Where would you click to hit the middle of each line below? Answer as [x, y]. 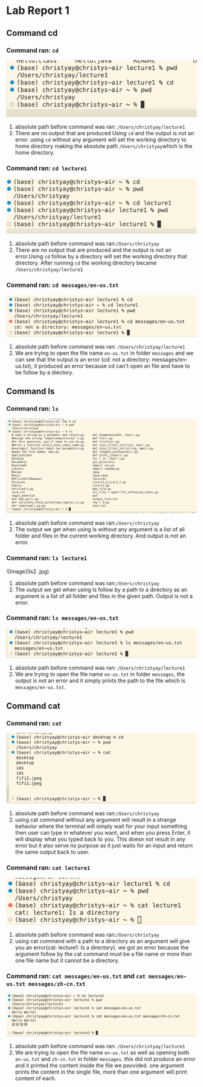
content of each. [35, 1079]
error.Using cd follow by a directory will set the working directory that [101, 257]
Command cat [33, 706]
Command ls [31, 392]
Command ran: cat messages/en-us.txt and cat [76, 976]
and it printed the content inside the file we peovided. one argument [99, 1066]
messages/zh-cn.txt [57, 984]
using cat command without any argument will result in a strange [95, 820]
